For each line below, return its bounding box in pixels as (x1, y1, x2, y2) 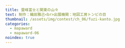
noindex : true (5, 35, 35, 40)
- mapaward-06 (10, 30, 39, 35)
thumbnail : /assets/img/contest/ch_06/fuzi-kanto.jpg (5, 16, 120, 21)
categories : (5, 21, 30, 26)
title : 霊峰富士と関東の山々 (5, 7, 59, 12)
